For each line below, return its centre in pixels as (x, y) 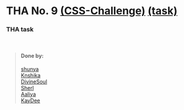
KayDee (30, 100)
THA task (20, 30)
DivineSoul (34, 82)
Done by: (32, 56)
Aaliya (28, 94)
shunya (30, 69)
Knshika (31, 75)
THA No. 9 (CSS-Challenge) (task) (92, 11)
